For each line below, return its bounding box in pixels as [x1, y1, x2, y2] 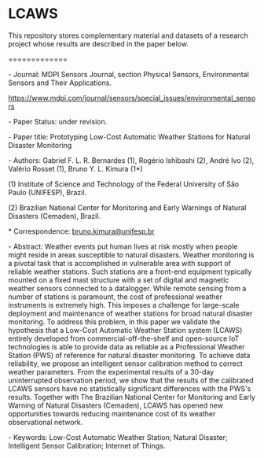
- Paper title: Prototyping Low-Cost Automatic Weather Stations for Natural [8, 131, 251, 142]
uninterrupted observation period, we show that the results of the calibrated [8, 375, 254, 385]
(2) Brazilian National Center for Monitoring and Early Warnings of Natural [8, 202, 247, 212]
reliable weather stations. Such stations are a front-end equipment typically [8, 267, 252, 276]
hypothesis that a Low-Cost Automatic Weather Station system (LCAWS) [8, 325, 243, 334]
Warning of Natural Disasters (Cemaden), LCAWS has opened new [8, 401, 224, 410]
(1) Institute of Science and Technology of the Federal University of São [8, 179, 240, 189]
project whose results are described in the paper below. [8, 39, 189, 48]
